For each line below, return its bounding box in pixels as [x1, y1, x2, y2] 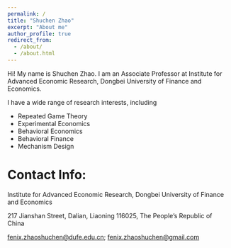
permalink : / [7, 10, 46, 18]
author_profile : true [7, 30, 72, 38]
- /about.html [13, 50, 55, 57]
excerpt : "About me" [7, 23, 69, 30]
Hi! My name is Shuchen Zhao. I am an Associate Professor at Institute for [7, 69, 222, 78]
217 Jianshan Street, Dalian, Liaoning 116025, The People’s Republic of [7, 211, 213, 220]
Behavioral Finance [17, 134, 74, 142]
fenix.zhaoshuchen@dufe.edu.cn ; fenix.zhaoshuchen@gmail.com [7, 232, 200, 241]
